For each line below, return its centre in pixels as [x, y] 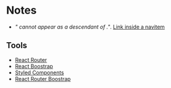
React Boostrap [34, 66]
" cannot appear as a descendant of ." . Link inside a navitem [90, 27]
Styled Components [39, 73]
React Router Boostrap [43, 78]
